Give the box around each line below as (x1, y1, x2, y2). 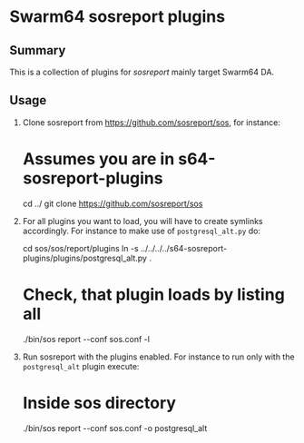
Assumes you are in (22, 149, 175, 169)
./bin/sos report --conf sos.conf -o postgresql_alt (22, 422, 208, 433)
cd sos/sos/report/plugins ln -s (22, 242, 139, 253)
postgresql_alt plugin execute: (22, 360, 140, 371)
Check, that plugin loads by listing (22, 284, 286, 305)
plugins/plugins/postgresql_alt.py (22, 252, 148, 263)
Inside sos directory (22, 392, 177, 413)
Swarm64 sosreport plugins (9, 6, 225, 27)
